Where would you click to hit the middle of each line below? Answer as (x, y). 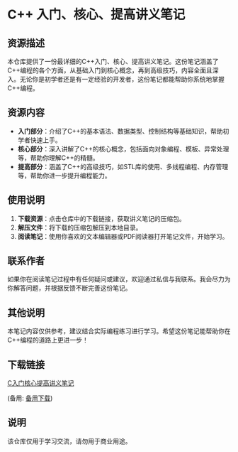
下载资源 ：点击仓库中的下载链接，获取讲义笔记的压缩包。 (101, 218)
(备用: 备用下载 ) (30, 398)
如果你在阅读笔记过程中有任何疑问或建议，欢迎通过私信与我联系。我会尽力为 (119, 279)
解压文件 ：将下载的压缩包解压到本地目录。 (80, 227)
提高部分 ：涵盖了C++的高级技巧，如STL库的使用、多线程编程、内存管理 (123, 166)
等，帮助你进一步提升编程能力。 (64, 176)
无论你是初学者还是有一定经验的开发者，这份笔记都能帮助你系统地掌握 (122, 79)
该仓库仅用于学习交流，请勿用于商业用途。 (69, 441)
